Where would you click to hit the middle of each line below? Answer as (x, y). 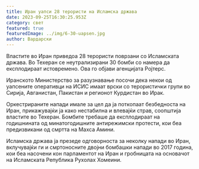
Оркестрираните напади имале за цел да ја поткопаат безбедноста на (96, 104)
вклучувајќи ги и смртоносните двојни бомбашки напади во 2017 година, (100, 147)
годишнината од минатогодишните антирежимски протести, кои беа (94, 123)
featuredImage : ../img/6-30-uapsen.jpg (56, 34)
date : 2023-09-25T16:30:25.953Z (46, 17)
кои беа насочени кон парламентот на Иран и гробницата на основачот (98, 154)
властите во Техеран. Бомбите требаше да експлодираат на (83, 117)
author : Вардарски (29, 39)
